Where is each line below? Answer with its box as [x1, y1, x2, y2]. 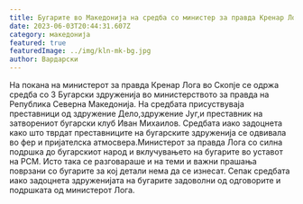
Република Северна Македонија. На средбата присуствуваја [9, 99, 245, 109]
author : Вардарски [9, 55, 78, 64]
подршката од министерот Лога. [9, 185, 135, 195]
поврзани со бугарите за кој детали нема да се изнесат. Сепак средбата [9, 165, 290, 176]
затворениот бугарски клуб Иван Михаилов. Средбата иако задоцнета [9, 118, 282, 129]
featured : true [9, 38, 67, 48]
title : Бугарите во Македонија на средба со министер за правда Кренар [9, 13, 284, 22]
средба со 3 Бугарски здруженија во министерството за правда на [9, 89, 270, 100]
